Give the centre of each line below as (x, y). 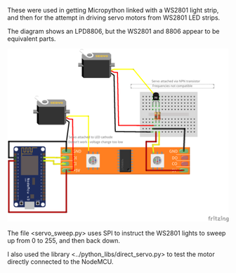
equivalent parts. (32, 39)
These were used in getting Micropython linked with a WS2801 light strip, (113, 10)
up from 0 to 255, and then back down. (64, 240)
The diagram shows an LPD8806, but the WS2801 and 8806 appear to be (113, 31)
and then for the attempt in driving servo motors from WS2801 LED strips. (114, 18)
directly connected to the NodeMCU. (60, 261)
